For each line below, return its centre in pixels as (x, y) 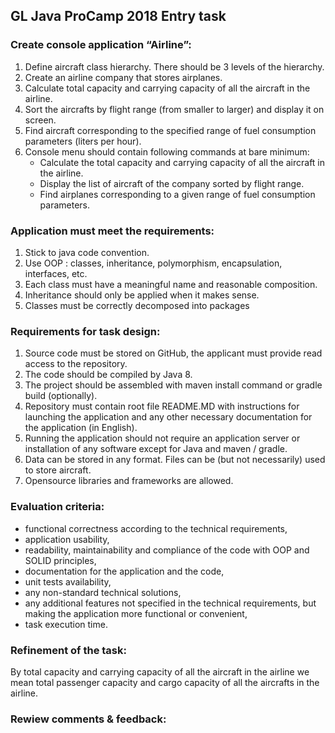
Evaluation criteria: (57, 507)
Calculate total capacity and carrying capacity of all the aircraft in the (167, 88)
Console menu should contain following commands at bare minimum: (167, 151)
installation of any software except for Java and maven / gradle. (156, 449)
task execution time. (66, 624)
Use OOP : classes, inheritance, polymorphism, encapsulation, (153, 263)
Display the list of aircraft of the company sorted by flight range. (172, 183)
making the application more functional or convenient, (136, 613)
